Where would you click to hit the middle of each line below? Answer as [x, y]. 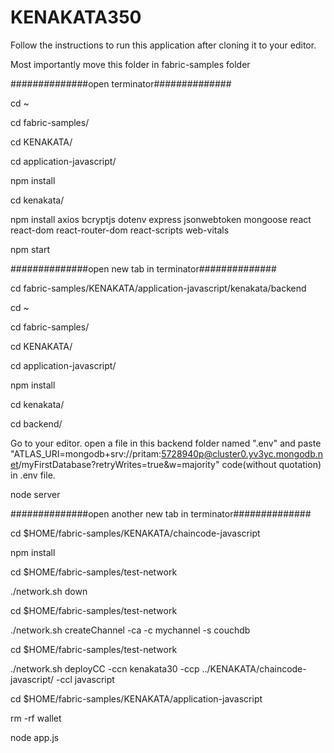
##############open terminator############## [121, 83]
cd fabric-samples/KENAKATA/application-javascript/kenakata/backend [158, 288]
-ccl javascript [85, 679]
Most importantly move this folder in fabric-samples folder [130, 64]
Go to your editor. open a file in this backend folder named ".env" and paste [166, 443]
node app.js [35, 737]
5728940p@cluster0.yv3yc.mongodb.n [242, 453]
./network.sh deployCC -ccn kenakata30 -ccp [105, 668]
